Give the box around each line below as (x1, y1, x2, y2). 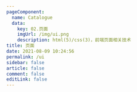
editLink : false (6, 76, 47, 82)
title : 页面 (6, 43, 35, 49)
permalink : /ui (6, 54, 45, 60)
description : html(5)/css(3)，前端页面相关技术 (17, 37, 132, 43)
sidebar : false (6, 59, 45, 65)
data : (12, 20, 26, 26)
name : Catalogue (12, 15, 53, 21)
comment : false (6, 71, 45, 77)
